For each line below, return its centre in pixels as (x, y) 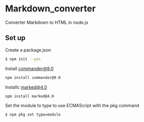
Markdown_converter (50, 9)
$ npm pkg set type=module (33, 115)
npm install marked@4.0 (30, 96)
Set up (15, 38)
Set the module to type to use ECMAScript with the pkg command (72, 106)
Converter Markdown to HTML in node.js (47, 22)
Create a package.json (28, 50)
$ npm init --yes (23, 59)
